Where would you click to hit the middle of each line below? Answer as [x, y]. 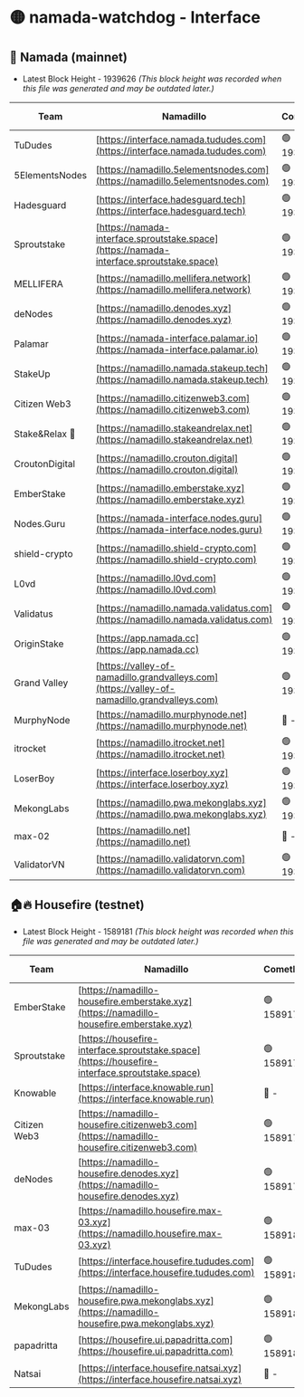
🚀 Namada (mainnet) [69, 57]
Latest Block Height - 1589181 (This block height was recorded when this [158, 931]
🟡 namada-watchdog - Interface [135, 18]
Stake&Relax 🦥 [45, 434]
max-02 [32, 836]
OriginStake [39, 644]
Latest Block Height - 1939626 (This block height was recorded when [152, 79]
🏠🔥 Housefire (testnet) [77, 905]
